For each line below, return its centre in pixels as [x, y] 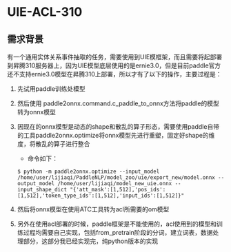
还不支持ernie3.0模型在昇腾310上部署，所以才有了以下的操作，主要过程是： [114, 74]
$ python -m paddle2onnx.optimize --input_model [88, 171]
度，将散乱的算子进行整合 [53, 144]
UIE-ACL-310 [45, 12]
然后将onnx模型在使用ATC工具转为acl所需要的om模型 [93, 209]
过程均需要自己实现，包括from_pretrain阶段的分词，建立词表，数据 [118, 232]
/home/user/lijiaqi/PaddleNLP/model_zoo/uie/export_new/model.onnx [116, 178]
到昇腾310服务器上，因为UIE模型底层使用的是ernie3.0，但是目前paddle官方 [114, 65]
